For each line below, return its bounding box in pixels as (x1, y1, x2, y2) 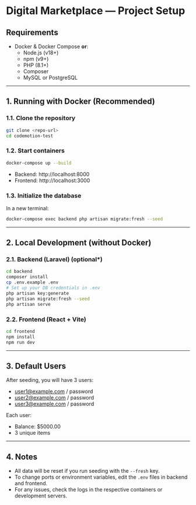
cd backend (6, 268, 33, 275)
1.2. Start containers (6, 146, 65, 155)
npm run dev (6, 339, 35, 345)
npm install (6, 334, 35, 340)
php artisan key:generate (6, 290, 69, 296)
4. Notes (6, 452, 38, 462)
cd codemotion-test (6, 133, 54, 139)
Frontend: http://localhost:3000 (14, 177, 90, 184)
